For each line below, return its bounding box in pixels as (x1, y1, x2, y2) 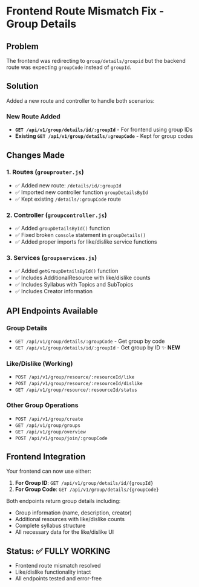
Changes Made (6, 150, 65, 160)
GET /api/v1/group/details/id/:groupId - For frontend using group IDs (15, 126, 193, 134)
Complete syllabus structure (15, 522, 86, 530)
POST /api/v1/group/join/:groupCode (15, 435, 108, 441)
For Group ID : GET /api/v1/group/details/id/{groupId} (15, 479, 154, 487)
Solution (6, 81, 39, 91)
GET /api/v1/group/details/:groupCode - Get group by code (15, 337, 165, 345)
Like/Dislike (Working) (6, 360, 73, 368)
